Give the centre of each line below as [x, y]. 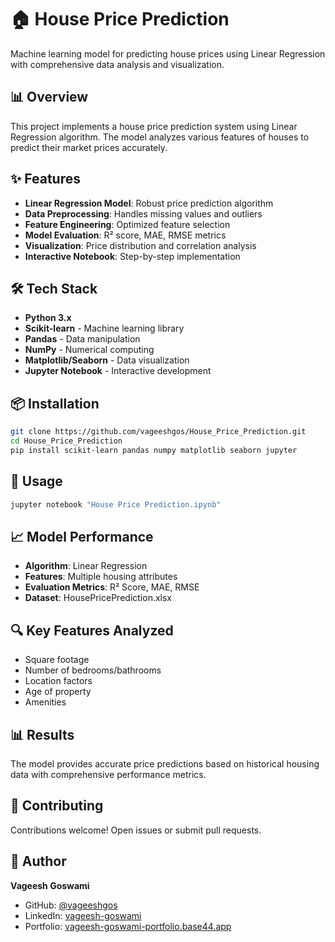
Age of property [58, 692]
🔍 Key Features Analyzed [92, 630]
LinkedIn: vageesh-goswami [83, 915]
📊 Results [42, 734]
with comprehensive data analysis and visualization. [117, 64]
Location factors [58, 681]
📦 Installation [55, 403]
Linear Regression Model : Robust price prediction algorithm [149, 203]
